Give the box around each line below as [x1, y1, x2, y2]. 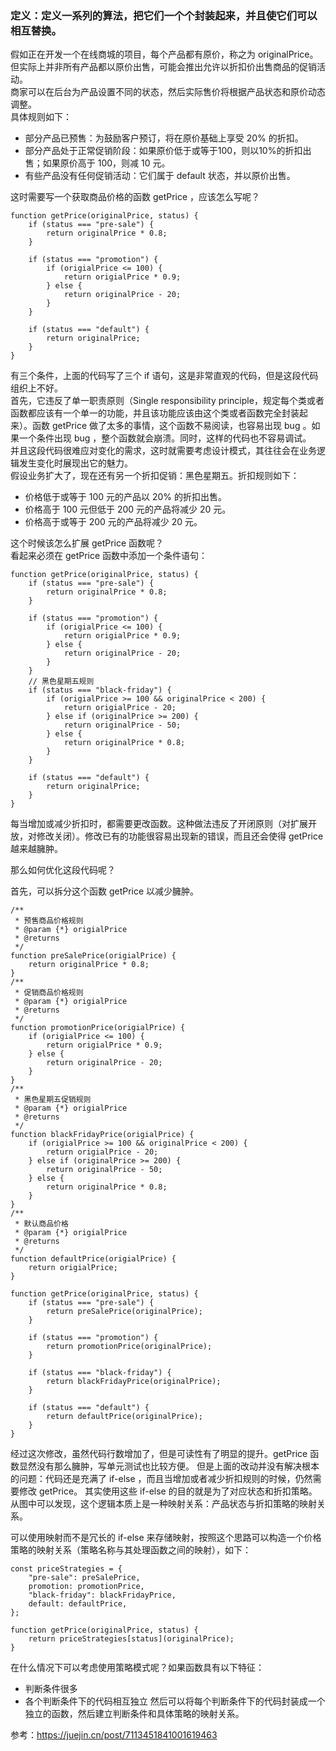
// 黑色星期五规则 [28, 677, 95, 687]
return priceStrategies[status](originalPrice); [28, 1634, 235, 1644]
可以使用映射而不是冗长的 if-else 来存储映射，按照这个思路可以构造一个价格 [10, 1532, 322, 1544]
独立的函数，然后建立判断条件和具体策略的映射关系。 [24, 1708, 245, 1720]
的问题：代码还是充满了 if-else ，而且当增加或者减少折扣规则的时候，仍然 [10, 1473, 313, 1485]
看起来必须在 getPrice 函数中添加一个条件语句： [10, 550, 208, 562]
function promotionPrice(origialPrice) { [10, 1023, 186, 1033]
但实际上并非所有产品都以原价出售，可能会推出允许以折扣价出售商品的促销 [10, 61, 317, 73]
